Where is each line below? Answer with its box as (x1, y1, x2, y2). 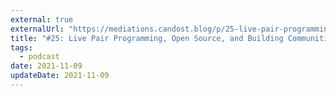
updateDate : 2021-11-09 (10, 71, 110, 81)
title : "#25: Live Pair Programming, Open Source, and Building (10, 33, 284, 43)
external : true (10, 14, 74, 25)
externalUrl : (10, 24, 65, 34)
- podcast (19, 52, 60, 62)
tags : (10, 42, 33, 53)
